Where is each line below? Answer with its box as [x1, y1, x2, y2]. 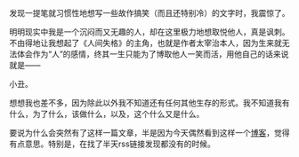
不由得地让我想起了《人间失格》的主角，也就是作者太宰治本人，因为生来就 [9, 38, 282, 48]
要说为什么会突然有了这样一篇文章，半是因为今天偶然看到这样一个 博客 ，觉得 [9, 128, 290, 137]
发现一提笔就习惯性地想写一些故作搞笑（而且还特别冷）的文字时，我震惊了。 [9, 8, 290, 18]
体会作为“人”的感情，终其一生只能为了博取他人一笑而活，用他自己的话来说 [16, 49, 289, 59]
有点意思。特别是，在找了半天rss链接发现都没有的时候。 [9, 138, 216, 149]
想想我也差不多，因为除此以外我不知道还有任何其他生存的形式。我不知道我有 [9, 98, 290, 108]
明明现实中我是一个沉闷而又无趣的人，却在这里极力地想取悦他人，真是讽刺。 [9, 27, 290, 37]
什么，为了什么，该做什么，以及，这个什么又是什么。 [9, 109, 205, 119]
